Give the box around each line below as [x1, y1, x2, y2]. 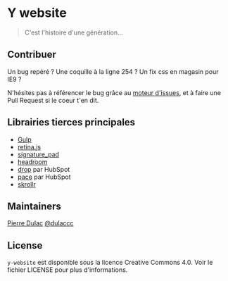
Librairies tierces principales [7, 116, 136, 128]
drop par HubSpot [17, 165, 70, 173]
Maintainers [7, 200, 62, 212]
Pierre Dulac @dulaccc [7, 219, 74, 227]
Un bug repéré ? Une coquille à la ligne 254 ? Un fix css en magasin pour [7, 67, 220, 75]
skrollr [17, 180, 37, 188]
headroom [17, 157, 48, 166]
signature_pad [17, 150, 60, 158]
